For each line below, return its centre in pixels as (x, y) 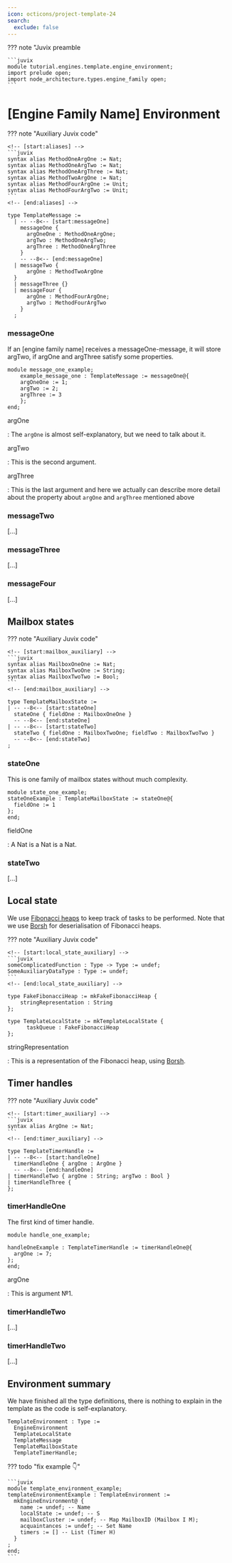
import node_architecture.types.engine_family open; (87, 79)
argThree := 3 (41, 394)
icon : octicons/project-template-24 (62, 14)
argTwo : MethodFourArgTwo (66, 303)
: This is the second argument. (52, 462)
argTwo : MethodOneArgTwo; (66, 241)
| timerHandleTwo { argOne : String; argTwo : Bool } (89, 1176)
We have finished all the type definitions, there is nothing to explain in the (115, 1401)
